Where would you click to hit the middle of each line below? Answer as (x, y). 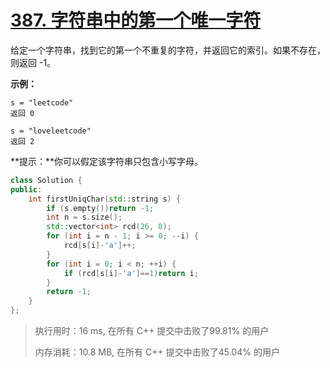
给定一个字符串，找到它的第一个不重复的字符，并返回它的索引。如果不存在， (168, 50)
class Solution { (46, 180)
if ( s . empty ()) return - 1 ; (100, 208)
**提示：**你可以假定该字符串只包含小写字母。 (107, 161)
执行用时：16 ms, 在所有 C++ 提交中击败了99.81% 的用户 (152, 331)
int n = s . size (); (84, 217)
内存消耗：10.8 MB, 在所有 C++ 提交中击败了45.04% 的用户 (157, 352)
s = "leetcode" (42, 102)
